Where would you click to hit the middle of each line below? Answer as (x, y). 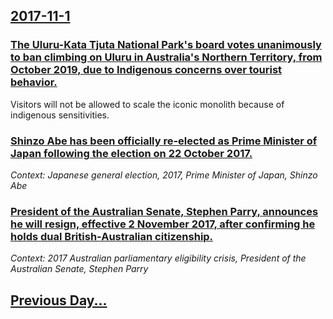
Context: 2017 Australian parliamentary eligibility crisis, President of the (158, 258)
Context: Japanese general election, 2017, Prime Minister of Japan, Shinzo (164, 175)
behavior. (34, 82)
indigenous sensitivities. (60, 115)
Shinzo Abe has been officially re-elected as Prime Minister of (164, 141)
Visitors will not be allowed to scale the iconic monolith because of (147, 104)
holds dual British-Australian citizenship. (112, 236)
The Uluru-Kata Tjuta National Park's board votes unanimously (166, 45)
